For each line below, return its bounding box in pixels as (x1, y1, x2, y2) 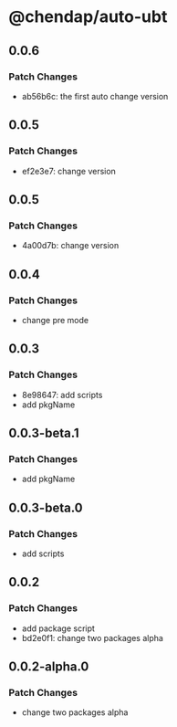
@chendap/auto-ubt (8, 6, 168, 27)
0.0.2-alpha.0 (8, 659, 89, 675)
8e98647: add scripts (21, 389, 103, 400)
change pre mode (21, 314, 88, 325)
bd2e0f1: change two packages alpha (21, 632, 163, 643)
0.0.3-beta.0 (8, 500, 83, 515)
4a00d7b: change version (21, 240, 120, 251)
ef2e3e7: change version (21, 165, 116, 176)
